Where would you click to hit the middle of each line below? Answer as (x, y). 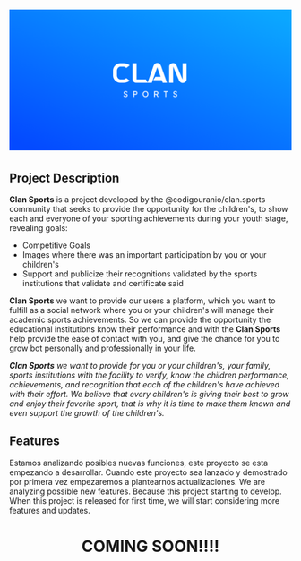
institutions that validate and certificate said (103, 283)
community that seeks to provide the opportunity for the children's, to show (149, 209)
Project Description (64, 178)
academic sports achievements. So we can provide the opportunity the (140, 319)
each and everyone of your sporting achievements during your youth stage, (149, 218)
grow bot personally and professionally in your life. (103, 348)
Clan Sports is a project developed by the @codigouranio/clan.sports (138, 200)
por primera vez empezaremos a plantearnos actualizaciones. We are (138, 481)
